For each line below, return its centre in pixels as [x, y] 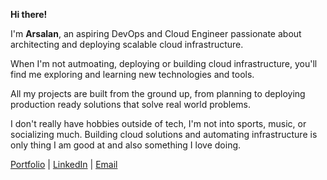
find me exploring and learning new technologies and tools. [132, 74]
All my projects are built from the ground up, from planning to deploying [158, 93]
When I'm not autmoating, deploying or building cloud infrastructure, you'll [164, 63]
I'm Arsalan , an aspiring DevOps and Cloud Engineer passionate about [156, 33]
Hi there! [29, 14]
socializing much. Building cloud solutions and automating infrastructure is [164, 134]
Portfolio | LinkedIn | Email [64, 164]
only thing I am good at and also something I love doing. [126, 145]
